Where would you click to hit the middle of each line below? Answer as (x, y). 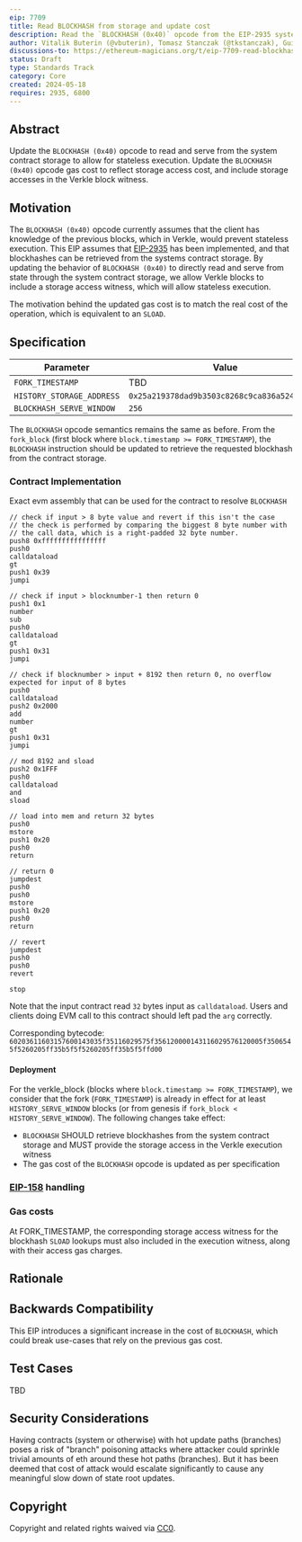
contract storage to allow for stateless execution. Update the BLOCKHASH (141, 160)
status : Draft (36, 59)
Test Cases (41, 1369)
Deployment (33, 1069)
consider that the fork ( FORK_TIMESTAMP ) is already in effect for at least (138, 1099)
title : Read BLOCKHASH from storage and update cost (110, 26)
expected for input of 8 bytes (68, 683)
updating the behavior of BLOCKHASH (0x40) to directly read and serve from (147, 268)
